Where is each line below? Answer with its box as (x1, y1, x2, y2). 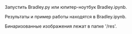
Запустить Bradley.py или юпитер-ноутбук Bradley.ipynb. (5, 4, 127, 10)
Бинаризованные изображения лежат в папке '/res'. (5, 23, 117, 29)
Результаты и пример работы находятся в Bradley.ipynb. (5, 14, 127, 19)
